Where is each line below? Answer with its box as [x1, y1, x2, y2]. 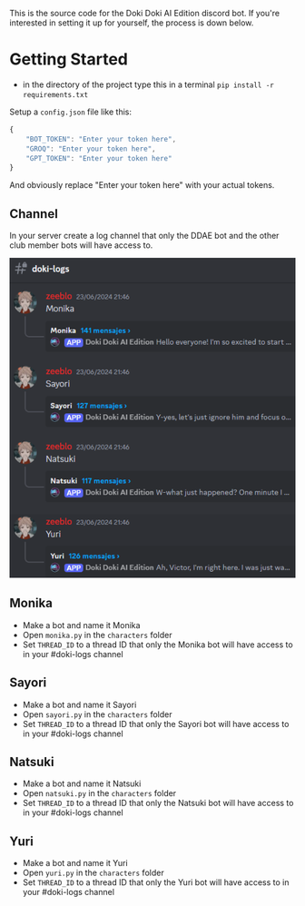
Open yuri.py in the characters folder [22, 867, 165, 879]
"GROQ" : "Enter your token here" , [25, 144, 156, 153]
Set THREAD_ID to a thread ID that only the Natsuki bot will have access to [22, 798, 294, 809]
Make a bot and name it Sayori [22, 699, 137, 710]
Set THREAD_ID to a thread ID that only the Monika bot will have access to [22, 639, 293, 650]
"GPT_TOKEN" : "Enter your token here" [25, 153, 172, 162]
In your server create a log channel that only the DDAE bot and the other [9, 231, 280, 241]
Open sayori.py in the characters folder [22, 708, 172, 720]
